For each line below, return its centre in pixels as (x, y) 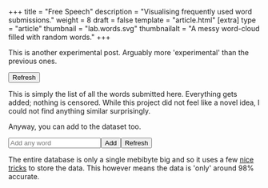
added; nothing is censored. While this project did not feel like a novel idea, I (134, 102)
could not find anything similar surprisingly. (79, 111)
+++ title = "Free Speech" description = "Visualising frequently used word (130, 12)
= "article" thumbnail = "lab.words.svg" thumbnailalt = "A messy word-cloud (134, 28)
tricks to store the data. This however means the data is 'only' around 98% (131, 168)
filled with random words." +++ (59, 37)
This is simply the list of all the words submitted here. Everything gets (123, 94)
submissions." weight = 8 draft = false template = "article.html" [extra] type (132, 20)
